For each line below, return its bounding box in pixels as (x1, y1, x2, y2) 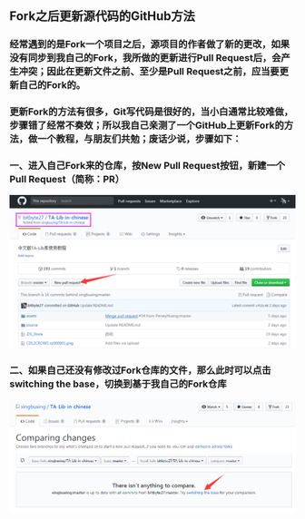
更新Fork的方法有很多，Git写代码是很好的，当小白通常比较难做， (9, 105, 293, 118)
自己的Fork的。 (18, 79, 86, 92)
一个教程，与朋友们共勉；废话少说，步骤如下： (37, 132, 242, 145)
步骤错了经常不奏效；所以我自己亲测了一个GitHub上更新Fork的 (9, 119, 284, 132)
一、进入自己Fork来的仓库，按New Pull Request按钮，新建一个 (9, 160, 286, 172)
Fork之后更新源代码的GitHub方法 (9, 8, 195, 24)
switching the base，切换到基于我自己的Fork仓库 (9, 377, 227, 390)
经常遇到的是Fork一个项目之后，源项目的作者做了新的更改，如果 (9, 38, 290, 51)
